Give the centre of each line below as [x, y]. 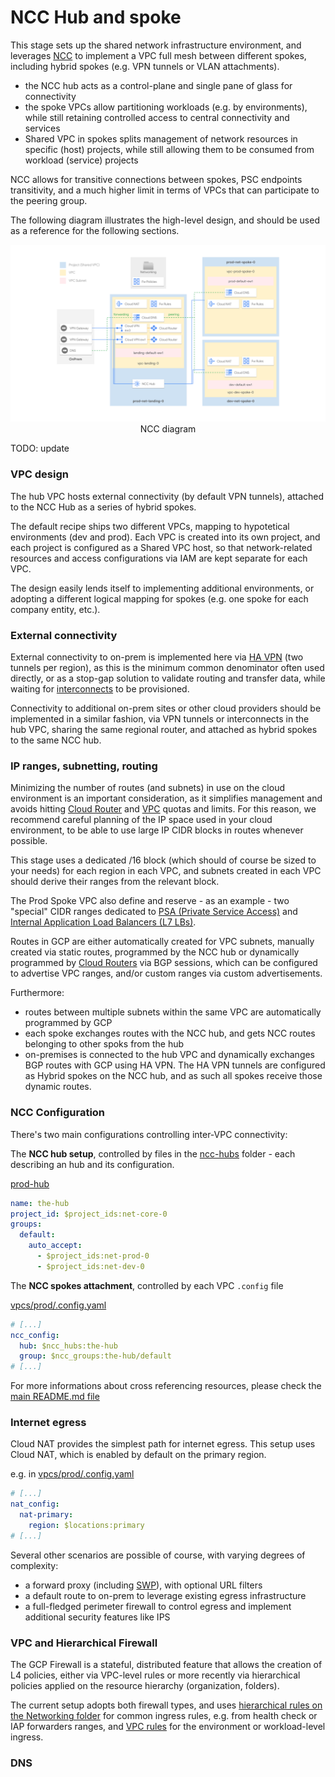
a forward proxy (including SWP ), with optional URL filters [143, 1585]
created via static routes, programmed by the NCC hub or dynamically [155, 952]
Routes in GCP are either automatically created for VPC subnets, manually [162, 942]
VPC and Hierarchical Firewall [84, 1643]
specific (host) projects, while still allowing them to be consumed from [169, 149]
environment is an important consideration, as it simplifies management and [166, 798]
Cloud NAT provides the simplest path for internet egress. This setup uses [163, 1444]
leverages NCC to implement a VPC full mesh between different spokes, [158, 55]
